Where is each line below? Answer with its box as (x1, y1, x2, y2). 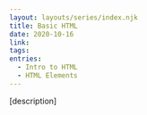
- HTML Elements (17, 71, 78, 80)
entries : (9, 54, 42, 63)
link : (9, 37, 30, 47)
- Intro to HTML (17, 63, 78, 72)
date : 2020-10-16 (9, 29, 74, 38)
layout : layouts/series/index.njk (9, 12, 139, 22)
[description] (9, 95, 57, 106)
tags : (9, 46, 30, 55)
